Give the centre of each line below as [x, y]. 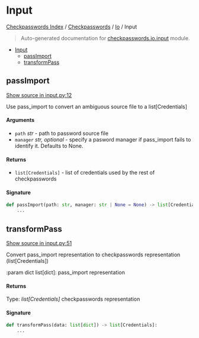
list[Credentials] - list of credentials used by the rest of [85, 173]
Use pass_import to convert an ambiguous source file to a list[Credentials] [97, 107]
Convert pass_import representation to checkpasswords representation [93, 255]
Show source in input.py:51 [39, 243]
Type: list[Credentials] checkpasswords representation [73, 299]
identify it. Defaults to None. [49, 146]
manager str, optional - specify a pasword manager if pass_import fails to [103, 139]
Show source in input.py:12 [39, 95]
